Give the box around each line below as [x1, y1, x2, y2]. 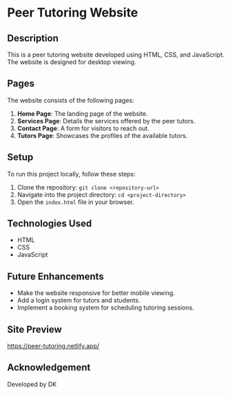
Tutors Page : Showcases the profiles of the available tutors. [17, 131, 188, 139]
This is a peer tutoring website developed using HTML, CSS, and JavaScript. [7, 50, 225, 59]
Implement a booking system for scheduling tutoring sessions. [17, 303, 194, 312]
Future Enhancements [7, 270, 105, 282]
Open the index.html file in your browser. [17, 198, 134, 206]
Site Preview [7, 323, 62, 335]
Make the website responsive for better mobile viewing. [17, 289, 175, 297]
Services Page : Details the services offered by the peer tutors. [17, 117, 196, 125]
